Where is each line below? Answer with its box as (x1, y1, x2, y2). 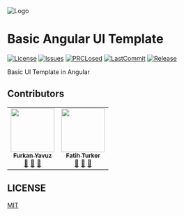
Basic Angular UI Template (7, 31, 164, 47)
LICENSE (7, 182, 47, 194)
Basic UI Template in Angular (7, 67, 91, 76)
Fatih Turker (66, 151, 101, 159)
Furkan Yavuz (13, 151, 52, 159)
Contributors (7, 88, 65, 100)
